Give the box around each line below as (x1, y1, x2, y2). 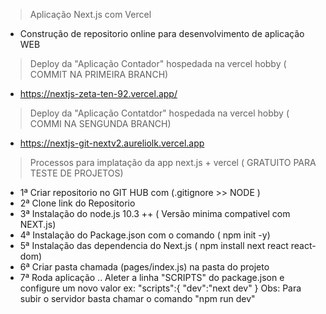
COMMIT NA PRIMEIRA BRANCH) (29, 69, 169, 80)
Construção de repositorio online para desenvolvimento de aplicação (19, 28, 305, 39)
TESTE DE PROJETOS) (29, 167, 124, 179)
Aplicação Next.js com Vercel (29, 9, 152, 20)
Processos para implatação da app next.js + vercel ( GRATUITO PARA (29, 157, 317, 168)
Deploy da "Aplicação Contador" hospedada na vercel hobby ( (29, 58, 287, 69)
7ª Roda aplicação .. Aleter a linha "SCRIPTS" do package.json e (19, 272, 285, 283)
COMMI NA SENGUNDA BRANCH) (29, 118, 172, 129)
